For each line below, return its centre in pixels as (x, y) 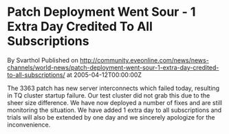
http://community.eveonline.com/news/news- (145, 60)
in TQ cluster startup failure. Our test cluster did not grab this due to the (109, 95)
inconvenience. (29, 124)
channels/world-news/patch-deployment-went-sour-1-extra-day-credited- (113, 67)
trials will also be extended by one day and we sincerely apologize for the (111, 117)
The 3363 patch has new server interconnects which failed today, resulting (113, 88)
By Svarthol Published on (43, 60)
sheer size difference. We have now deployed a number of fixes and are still (115, 102)
